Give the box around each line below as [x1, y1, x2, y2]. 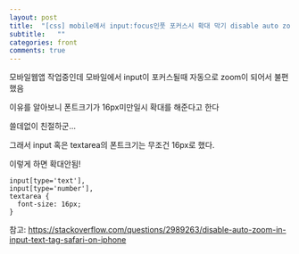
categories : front [9, 37, 78, 47]
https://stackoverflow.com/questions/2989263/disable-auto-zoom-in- [28, 225, 287, 235]
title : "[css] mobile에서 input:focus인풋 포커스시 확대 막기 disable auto [9, 21, 279, 30]
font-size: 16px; [17, 200, 82, 209]
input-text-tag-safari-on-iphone [9, 234, 127, 245]
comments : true [9, 46, 66, 55]
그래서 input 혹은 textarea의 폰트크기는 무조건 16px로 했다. [9, 140, 215, 151]
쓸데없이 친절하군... [9, 121, 77, 132]
